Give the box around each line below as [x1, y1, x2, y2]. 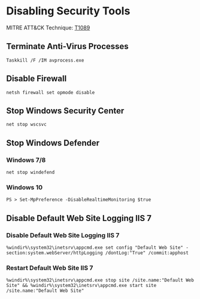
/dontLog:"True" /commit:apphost [105, 250, 189, 256]
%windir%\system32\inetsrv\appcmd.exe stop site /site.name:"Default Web [6, 277, 195, 283]
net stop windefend [6, 170, 55, 176]
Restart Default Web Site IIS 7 [6, 264, 93, 272]
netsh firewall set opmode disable [6, 89, 95, 95]
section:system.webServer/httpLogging [6, 250, 103, 256]
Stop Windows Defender [6, 138, 100, 148]
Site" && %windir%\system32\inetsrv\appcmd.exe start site [6, 283, 157, 289]
